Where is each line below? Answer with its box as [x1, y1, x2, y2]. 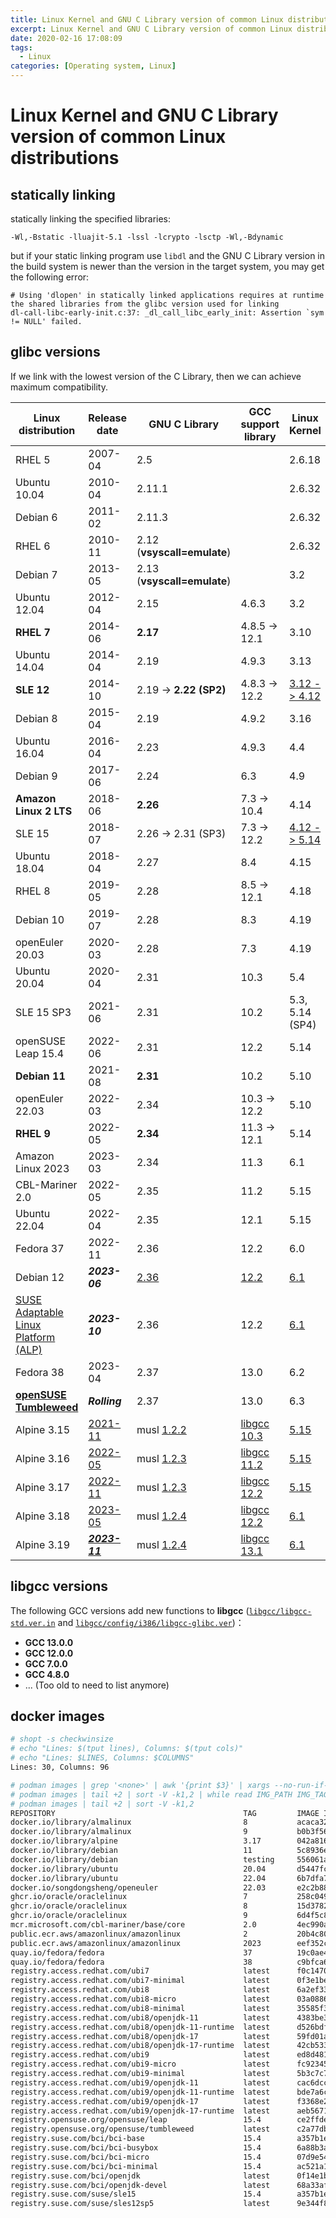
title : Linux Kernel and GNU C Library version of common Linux [10, 14, 284, 25]
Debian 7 [15, 567, 58, 581]
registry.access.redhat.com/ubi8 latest [10, 1985, 271, 1995]
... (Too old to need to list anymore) [24, 1679, 170, 1691]
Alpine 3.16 [15, 1451, 71, 1465]
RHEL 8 [15, 884, 51, 898]
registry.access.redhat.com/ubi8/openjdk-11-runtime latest [10, 2022, 271, 2032]
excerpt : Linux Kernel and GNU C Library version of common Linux [10, 24, 293, 34]
